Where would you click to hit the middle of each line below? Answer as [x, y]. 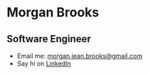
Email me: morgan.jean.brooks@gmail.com [80, 56]
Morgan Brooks [53, 12]
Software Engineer [49, 39]
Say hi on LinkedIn [44, 64]
